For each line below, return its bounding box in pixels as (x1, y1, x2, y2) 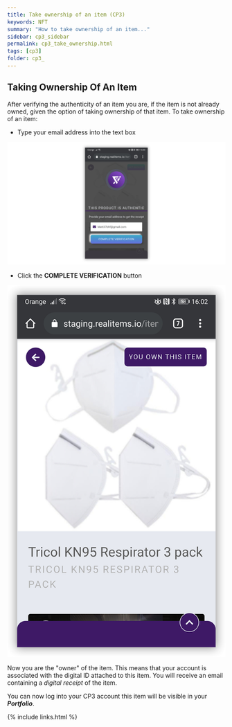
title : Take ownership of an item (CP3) (7, 11, 126, 18)
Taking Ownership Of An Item (7, 82, 137, 93)
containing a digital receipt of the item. (7, 679, 118, 687)
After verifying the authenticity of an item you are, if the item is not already (7, 100, 220, 108)
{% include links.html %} (7, 712, 78, 721)
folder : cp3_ (7, 55, 45, 62)
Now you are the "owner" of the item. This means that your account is (7, 663, 206, 672)
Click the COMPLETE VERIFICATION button (17, 271, 142, 280)
